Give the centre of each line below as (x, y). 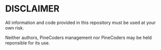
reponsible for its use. (27, 42)
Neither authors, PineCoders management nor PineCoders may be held (78, 37)
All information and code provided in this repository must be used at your (80, 22)
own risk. (14, 27)
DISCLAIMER (32, 9)
